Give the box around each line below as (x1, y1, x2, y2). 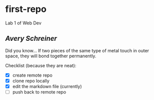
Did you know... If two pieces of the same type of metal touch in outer (5, 47, 149, 53)
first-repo (5, 3, 47, 15)
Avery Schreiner (5, 34, 57, 43)
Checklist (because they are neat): (5, 62, 77, 68)
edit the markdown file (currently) (12, 83, 82, 89)
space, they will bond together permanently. (5, 53, 97, 59)
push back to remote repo (12, 89, 66, 95)
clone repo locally (12, 78, 50, 84)
